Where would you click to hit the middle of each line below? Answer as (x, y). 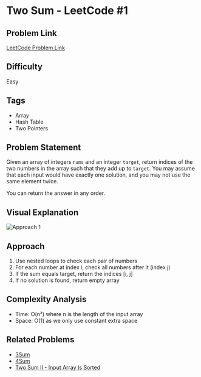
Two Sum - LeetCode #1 (67, 11)
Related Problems (40, 340)
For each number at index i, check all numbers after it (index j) (93, 267)
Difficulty (24, 67)
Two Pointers (32, 128)
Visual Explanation (43, 212)
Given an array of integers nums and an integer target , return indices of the (100, 162)
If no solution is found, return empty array (67, 280)
